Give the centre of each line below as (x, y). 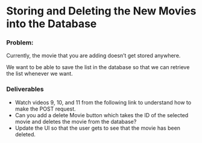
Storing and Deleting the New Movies (101, 11)
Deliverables (25, 90)
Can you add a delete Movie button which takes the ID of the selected (102, 115)
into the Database (52, 24)
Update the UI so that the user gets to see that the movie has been (98, 128)
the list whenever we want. (40, 74)
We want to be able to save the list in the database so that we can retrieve (98, 67)
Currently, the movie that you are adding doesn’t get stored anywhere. (93, 56)
